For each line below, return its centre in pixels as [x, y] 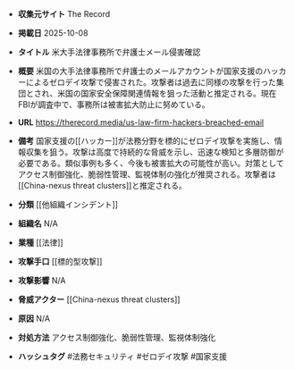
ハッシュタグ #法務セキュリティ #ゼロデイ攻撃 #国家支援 [122, 356]
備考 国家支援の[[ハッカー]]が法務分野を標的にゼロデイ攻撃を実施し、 [146, 141]
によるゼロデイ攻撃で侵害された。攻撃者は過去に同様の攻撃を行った [151, 82]
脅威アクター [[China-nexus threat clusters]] [99, 299]
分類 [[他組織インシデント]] [68, 204]
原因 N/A [34, 318]
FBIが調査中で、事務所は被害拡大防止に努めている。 [114, 105]
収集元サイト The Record [64, 14]
